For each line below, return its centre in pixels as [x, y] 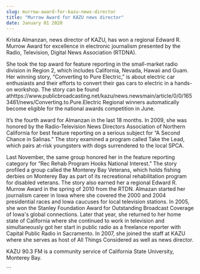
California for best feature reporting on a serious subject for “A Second [93, 133]
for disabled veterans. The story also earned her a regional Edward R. [92, 182]
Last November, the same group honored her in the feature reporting [90, 157]
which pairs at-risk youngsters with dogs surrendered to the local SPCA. [95, 146]
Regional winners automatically [141, 102]
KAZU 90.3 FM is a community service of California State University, [90, 251]
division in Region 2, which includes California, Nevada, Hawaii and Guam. [98, 71]
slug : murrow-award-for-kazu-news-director [61, 12]
